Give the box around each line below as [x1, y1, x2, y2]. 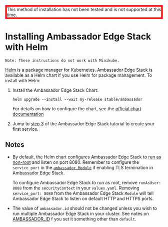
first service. [12, 126, 39, 132]
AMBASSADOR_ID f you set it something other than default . [12, 215, 136, 222]
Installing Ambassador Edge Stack [5, 31, 151, 42]
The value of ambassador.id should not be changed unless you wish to [12, 205, 157, 211]
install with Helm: [5, 77, 41, 83]
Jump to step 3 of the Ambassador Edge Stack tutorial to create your [12, 120, 155, 127]
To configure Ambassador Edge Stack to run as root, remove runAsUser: [12, 179, 161, 185]
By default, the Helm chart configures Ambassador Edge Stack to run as [12, 154, 161, 160]
